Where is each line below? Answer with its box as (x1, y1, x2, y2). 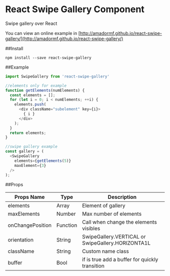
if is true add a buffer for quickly (82, 256, 158, 263)
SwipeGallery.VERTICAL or (82, 233, 146, 240)
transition (82, 262, 105, 269)
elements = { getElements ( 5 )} (14, 158, 71, 163)
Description (108, 194, 137, 201)
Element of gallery (82, 202, 125, 209)
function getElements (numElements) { (5, 88, 85, 93)
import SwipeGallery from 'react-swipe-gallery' (5, 74, 110, 79)
